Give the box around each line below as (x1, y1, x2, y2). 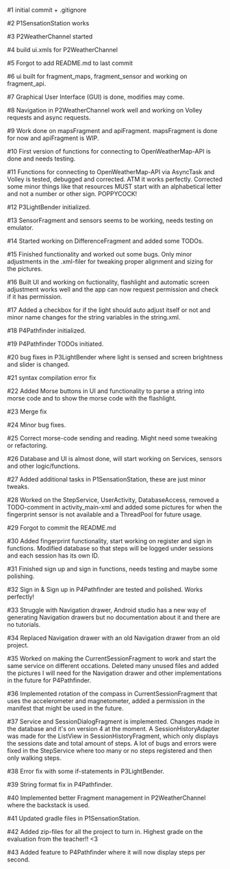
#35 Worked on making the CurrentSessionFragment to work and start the (7, 654, 217, 663)
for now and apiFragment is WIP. (7, 134, 99, 142)
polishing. (7, 572, 35, 580)
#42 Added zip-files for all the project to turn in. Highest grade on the (7, 828, 203, 835)
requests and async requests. (7, 113, 91, 121)
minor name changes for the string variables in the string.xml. (7, 313, 181, 321)
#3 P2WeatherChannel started (7, 32, 93, 40)
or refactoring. (7, 442, 48, 449)
